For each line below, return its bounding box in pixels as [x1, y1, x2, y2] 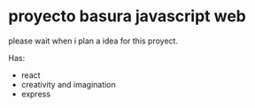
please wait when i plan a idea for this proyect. [8, 35, 179, 46]
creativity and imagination [20, 79, 116, 89]
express [20, 89, 50, 99]
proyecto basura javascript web [8, 6, 247, 27]
